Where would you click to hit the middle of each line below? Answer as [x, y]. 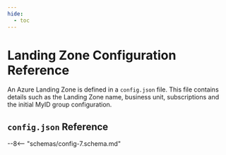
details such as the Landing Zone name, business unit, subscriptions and [113, 97]
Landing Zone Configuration [92, 55]
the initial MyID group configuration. [60, 105]
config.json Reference [58, 126]
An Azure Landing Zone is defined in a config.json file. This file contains [113, 89]
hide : [15, 14]
